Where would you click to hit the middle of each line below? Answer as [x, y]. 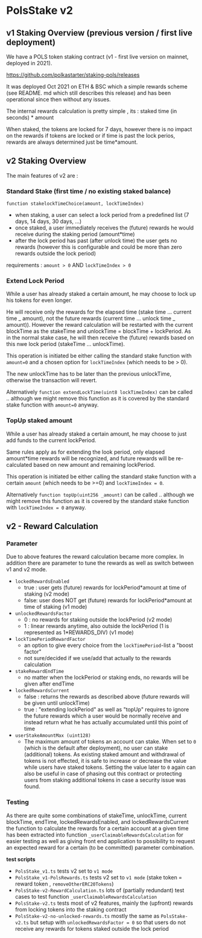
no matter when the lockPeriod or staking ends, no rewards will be [106, 678]
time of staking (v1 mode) [55, 607]
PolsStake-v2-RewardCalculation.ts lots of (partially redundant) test [99, 890]
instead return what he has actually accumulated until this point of [106, 722]
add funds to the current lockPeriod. [51, 440]
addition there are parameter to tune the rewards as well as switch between [100, 563]
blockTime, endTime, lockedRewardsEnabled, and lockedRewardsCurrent [97, 821]
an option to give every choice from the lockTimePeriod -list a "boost [109, 645]
